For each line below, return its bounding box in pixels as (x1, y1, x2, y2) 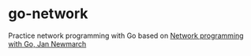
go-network (8, 5, 88, 23)
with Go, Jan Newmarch (8, 39, 87, 48)
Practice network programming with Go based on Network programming (8, 31, 244, 40)
